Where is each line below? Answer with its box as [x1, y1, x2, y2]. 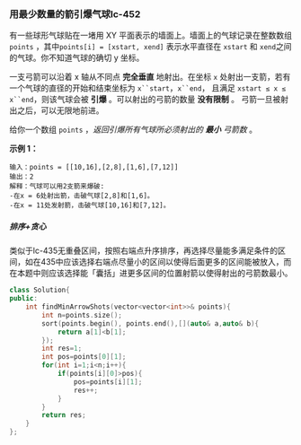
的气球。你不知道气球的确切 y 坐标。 [9, 52, 145, 64]
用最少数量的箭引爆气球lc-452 [9, 7, 141, 20]
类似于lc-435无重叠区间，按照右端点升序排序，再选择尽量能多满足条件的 [9, 245, 279, 257]
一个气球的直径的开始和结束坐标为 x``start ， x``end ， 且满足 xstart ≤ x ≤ [9, 83, 286, 93]
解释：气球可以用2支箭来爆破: [9, 182, 105, 191]
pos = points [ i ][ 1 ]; [73, 377, 143, 387]
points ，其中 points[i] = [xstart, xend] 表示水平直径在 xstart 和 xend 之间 [9, 41, 292, 52]
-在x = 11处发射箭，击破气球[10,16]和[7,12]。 [9, 201, 171, 210]
